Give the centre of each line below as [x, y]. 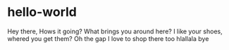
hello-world [42, 12]
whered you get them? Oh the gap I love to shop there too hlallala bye [108, 38]
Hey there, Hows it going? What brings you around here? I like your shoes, [115, 31]
